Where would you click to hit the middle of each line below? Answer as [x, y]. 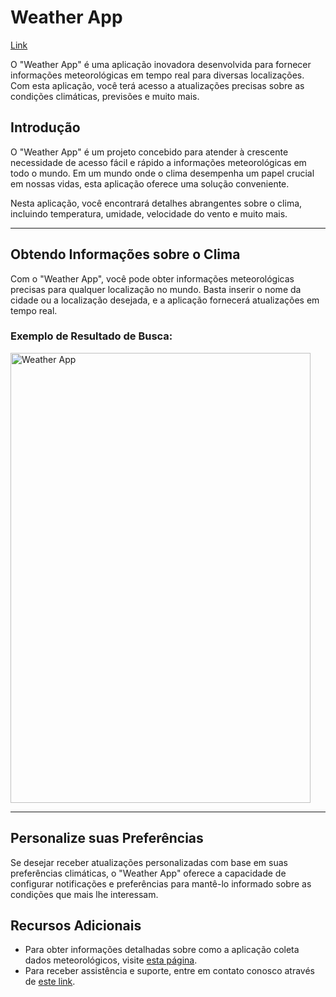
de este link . [50, 982]
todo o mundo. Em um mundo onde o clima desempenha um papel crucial [162, 173]
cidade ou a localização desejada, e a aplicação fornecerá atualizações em [165, 300]
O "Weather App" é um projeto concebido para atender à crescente [149, 152]
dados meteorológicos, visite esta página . [111, 960]
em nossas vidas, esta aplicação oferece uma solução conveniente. [150, 183]
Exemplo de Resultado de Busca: [91, 336]
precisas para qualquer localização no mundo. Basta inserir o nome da [156, 289]
